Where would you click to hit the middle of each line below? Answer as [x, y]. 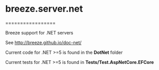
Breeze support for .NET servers [39, 32]
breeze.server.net [44, 9]
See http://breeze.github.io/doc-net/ [43, 42]
